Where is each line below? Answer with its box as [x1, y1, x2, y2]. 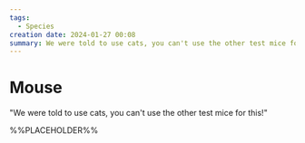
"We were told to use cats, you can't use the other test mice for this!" [9, 108, 268, 119]
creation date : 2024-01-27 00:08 [9, 30, 136, 39]
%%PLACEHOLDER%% [9, 125, 99, 136]
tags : [9, 13, 30, 23]
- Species [17, 22, 54, 31]
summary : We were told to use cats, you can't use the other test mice [9, 38, 286, 48]
